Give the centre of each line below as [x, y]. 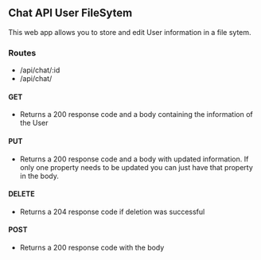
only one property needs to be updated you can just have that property [136, 167]
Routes [22, 52]
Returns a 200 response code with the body [92, 247]
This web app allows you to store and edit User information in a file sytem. [130, 32]
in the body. [39, 176]
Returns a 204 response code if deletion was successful [112, 211]
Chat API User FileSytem [70, 13]
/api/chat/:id [40, 70]
